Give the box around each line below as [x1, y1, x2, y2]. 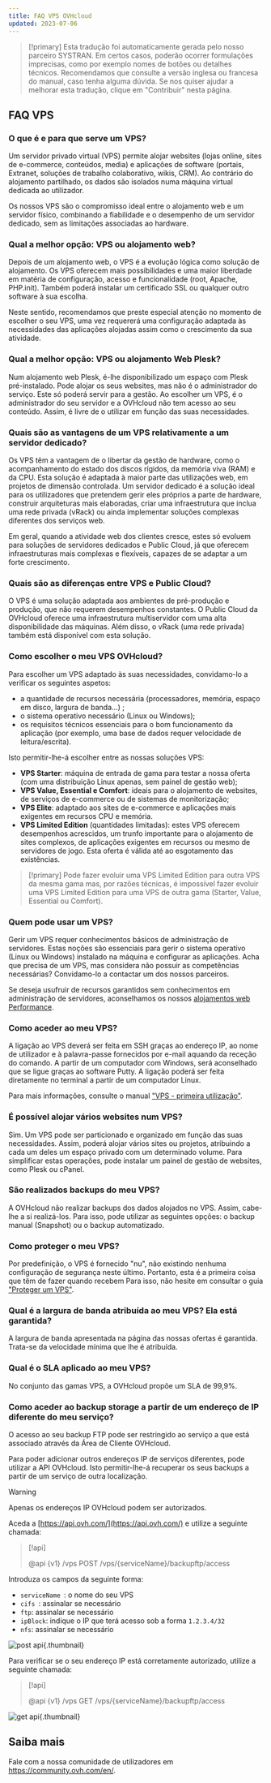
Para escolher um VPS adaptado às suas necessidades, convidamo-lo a [8, 669, 248, 678]
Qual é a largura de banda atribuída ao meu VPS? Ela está [8, 1305, 238, 1316]
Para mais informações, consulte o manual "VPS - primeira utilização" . [8, 1091, 243, 1100]
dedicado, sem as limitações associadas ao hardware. [8, 218, 188, 228]
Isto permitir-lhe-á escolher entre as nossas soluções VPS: [8, 752, 205, 762]
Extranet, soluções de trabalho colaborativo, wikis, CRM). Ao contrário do [8, 168, 253, 179]
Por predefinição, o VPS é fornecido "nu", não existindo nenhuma [8, 1259, 227, 1268]
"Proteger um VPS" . [8, 1285, 74, 1294]
